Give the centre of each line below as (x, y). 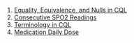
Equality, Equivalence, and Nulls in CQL (70, 10)
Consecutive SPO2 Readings (55, 17)
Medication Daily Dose (46, 32)
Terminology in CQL (43, 25)
